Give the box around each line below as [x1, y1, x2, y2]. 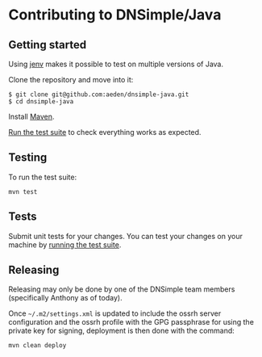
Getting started [8, 38, 87, 52]
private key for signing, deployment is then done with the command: [8, 325, 235, 336]
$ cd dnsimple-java [8, 98, 74, 106]
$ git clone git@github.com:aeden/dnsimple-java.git [8, 90, 189, 99]
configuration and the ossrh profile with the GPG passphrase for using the [8, 317, 254, 327]
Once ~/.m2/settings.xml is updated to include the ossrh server [8, 309, 222, 318]
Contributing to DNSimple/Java [8, 6, 222, 24]
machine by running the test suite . [8, 240, 122, 250]
